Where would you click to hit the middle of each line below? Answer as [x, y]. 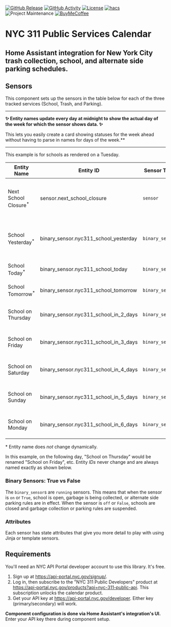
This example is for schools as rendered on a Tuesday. [62, 155]
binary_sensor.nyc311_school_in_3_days [89, 342]
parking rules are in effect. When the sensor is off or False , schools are [80, 503]
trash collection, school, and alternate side [74, 61]
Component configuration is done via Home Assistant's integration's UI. [83, 613]
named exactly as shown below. [39, 467]
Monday [18, 428]
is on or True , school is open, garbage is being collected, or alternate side [82, 497]
